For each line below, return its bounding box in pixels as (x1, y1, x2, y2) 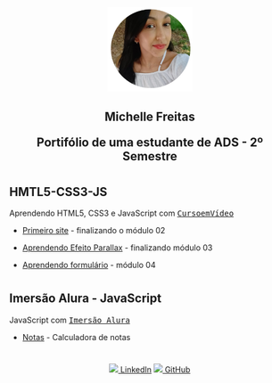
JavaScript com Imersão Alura (9, 314, 131, 325)
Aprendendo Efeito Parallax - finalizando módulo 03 (21, 242, 213, 253)
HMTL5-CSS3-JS (9, 184, 108, 200)
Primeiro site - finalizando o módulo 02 (21, 225, 166, 236)
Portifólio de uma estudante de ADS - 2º (37, 134, 263, 150)
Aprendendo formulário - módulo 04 (21, 260, 156, 271)
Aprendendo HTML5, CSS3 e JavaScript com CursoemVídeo (9, 208, 235, 219)
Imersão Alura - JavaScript (9, 291, 162, 306)
